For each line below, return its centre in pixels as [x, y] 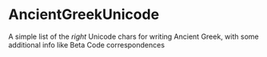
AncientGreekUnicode [84, 15]
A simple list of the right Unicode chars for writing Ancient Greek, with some [133, 36]
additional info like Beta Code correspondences [87, 44]
